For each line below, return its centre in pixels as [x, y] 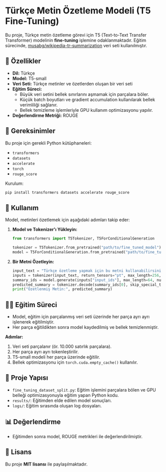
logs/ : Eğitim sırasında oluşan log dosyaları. [57, 405]
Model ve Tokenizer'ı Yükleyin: [45, 230]
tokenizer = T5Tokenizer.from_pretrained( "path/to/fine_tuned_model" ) [87, 248]
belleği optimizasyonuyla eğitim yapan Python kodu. [65, 395]
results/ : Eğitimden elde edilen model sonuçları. [62, 400]
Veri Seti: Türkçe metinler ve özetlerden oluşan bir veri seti [72, 83]
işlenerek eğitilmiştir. [33, 322]
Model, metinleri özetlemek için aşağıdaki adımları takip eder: [68, 220]
